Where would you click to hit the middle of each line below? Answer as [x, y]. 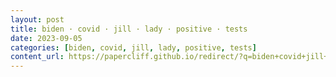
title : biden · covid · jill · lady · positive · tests [129, 29]
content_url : [37, 57]
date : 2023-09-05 [46, 38]
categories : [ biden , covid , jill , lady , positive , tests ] [133, 47]
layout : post [37, 19]
